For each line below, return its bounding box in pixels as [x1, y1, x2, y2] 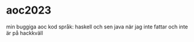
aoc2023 [6, 4, 52, 17]
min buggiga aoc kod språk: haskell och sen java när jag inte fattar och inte [6, 23, 188, 30]
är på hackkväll [6, 29, 43, 36]
